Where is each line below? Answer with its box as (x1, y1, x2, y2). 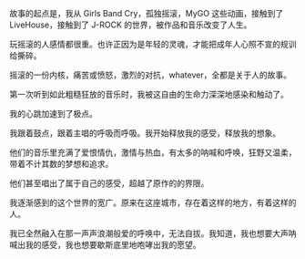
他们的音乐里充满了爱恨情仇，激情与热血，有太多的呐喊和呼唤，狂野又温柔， (9, 147, 297, 158)
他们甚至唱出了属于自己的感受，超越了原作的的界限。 (9, 178, 209, 189)
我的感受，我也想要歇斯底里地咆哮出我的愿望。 (25, 240, 201, 250)
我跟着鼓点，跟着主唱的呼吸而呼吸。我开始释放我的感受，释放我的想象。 (9, 128, 280, 139)
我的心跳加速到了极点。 (9, 109, 97, 119)
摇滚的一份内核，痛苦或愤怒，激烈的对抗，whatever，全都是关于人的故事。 (9, 69, 291, 80)
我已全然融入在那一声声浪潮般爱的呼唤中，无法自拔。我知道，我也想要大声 (9, 228, 289, 239)
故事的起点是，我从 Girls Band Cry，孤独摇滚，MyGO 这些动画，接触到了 (9, 8, 284, 18)
